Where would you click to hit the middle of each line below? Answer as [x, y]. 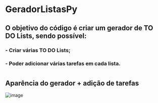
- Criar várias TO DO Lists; [38, 50]
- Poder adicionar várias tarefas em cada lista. [63, 64]
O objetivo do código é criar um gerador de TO [79, 28]
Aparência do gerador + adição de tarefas [72, 83]
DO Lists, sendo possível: [46, 36]
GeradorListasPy [41, 9]
